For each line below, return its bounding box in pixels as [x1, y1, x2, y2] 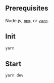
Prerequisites [5, 4, 48, 13]
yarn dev [5, 73, 24, 78]
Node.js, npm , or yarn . [5, 17, 49, 23]
